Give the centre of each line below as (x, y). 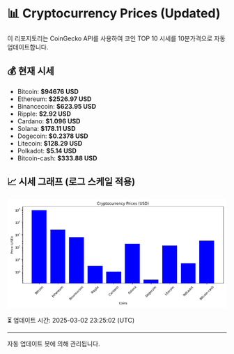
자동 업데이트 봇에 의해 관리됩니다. (54, 344)
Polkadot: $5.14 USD (47, 151)
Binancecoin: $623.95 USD (56, 106)
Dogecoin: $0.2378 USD (53, 136)
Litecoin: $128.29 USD (49, 143)
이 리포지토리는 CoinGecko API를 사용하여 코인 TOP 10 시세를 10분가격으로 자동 (116, 38)
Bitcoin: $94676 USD (48, 91)
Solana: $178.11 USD (46, 128)
